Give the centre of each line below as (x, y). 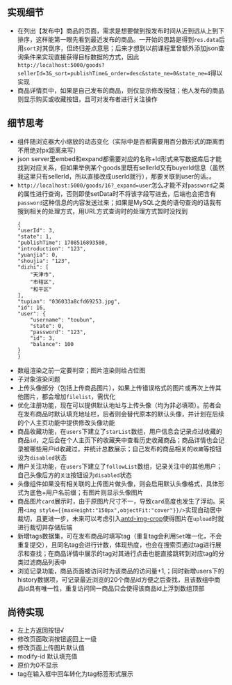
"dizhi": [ (33, 267)
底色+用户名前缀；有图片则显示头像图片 (86, 492)
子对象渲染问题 (39, 379)
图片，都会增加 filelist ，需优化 (69, 396)
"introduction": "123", (52, 249)
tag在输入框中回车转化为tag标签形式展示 (75, 674)
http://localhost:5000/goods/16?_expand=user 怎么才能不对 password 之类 (121, 185)
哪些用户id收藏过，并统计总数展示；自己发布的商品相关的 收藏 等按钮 (126, 449)
